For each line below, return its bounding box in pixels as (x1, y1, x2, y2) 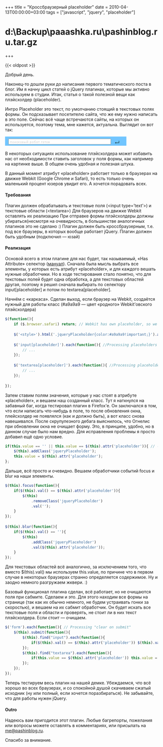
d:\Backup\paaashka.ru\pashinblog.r (5, 26, 158, 38)
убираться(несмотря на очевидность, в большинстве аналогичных (5, 218, 145, 224)
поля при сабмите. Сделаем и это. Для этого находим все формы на (5, 594, 148, 600)
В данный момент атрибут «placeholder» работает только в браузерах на (5, 170, 158, 176)
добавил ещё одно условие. (5, 434, 63, 440)
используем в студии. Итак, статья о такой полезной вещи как (5, 91, 135, 97)
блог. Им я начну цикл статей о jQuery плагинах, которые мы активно (5, 86, 150, 92)
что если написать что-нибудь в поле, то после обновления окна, (5, 408, 142, 414)
